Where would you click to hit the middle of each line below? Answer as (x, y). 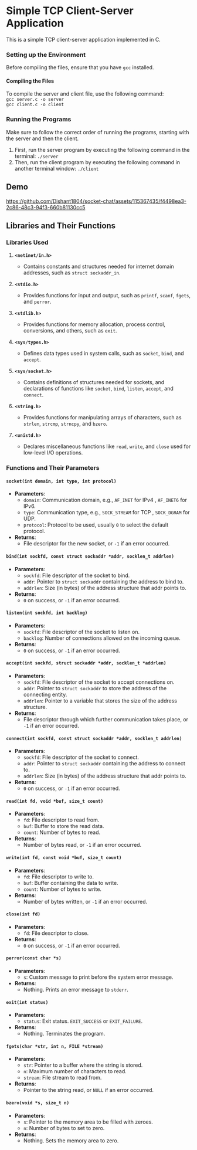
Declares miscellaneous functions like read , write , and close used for (107, 446)
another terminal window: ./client (57, 168)
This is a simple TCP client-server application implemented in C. (84, 39)
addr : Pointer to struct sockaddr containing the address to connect (104, 764)
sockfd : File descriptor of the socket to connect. (81, 757)
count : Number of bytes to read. (62, 832)
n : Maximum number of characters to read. (75, 1071)
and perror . (37, 302)
